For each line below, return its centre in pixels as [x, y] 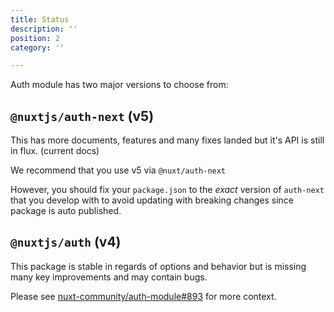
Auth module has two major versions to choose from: [119, 85]
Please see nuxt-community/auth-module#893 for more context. [143, 296]
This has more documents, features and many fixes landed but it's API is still [167, 140]
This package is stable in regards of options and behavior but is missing [158, 266]
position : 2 [35, 38]
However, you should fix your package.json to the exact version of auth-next [167, 190]
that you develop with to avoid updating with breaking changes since [152, 200]
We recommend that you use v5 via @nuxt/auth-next [118, 170]
